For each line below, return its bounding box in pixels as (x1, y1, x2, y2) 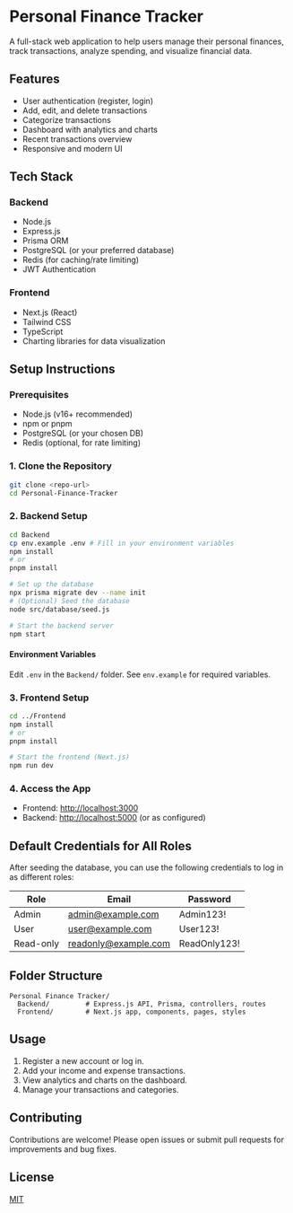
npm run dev (9, 761, 54, 770)
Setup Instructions (9, 362, 116, 377)
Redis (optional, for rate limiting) (22, 437, 142, 448)
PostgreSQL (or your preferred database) (22, 245, 175, 256)
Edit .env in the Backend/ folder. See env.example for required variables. (9, 669, 271, 680)
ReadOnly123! (178, 937, 240, 950)
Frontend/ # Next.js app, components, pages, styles (17, 1007, 246, 1016)
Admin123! (178, 909, 227, 921)
